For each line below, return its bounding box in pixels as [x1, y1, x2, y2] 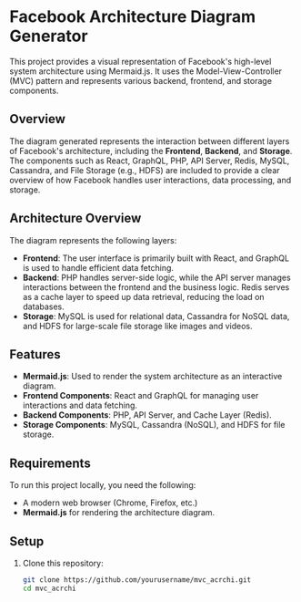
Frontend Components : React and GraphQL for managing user [22, 390, 259, 401]
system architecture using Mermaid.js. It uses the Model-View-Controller [9, 66, 283, 77]
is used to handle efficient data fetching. [22, 262, 175, 273]
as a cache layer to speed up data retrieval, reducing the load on [22, 291, 266, 302]
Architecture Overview [9, 211, 142, 226]
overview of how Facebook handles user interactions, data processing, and [9, 174, 292, 185]
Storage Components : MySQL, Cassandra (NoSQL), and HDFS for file [22, 420, 286, 431]
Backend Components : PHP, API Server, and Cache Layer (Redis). [22, 410, 273, 420]
